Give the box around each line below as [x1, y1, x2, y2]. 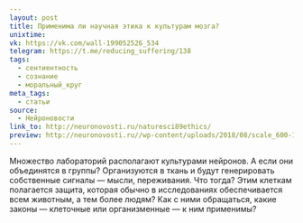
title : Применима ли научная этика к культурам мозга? [9, 22, 220, 31]
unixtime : [9, 30, 47, 39]
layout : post [9, 13, 59, 23]
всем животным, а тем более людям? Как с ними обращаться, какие [9, 193, 277, 204]
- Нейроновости [17, 114, 75, 123]
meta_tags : [9, 88, 50, 98]
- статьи [17, 97, 50, 107]
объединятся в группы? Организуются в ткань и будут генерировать [9, 164, 275, 176]
